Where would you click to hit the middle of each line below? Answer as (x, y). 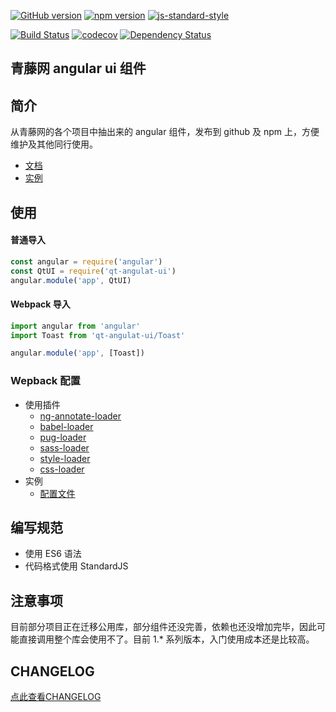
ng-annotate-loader (80, 416)
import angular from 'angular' (75, 326)
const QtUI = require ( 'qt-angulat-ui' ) (93, 271)
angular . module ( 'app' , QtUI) (71, 280)
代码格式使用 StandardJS (76, 566)
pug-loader (63, 437)
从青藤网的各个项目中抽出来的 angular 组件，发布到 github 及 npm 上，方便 (165, 132)
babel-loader (66, 426)
